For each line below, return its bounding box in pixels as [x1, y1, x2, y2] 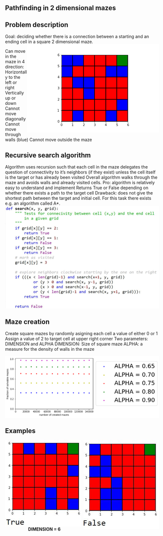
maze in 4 [5, 59, 25, 65]
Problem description [5, 21, 68, 29]
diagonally [5, 116, 26, 122]
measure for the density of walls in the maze [5, 346, 95, 352]
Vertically [5, 90, 24, 96]
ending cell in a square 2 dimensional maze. [5, 39, 94, 45]
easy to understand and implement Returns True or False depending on [5, 185, 149, 191]
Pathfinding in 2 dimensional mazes [5, 4, 116, 12]
